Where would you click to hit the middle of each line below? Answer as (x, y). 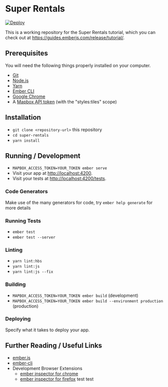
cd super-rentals (31, 135)
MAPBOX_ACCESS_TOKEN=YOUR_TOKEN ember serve (60, 168)
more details (18, 208)
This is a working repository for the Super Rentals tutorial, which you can (80, 32)
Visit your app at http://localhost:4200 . (52, 173)
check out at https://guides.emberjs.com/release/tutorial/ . (65, 38)
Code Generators (27, 192)
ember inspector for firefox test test (57, 379)
